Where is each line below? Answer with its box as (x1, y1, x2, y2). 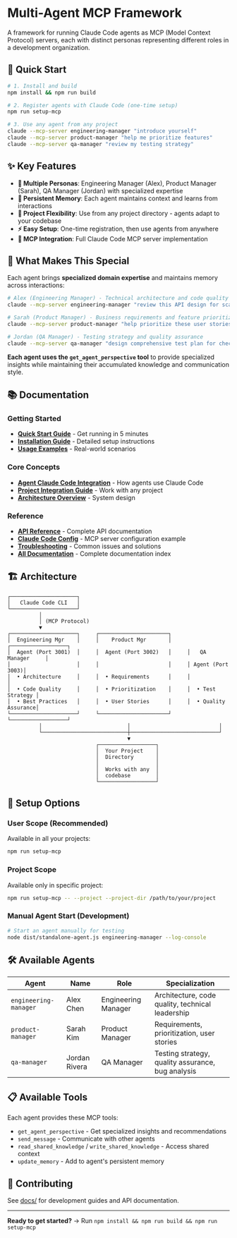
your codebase (17, 217, 62, 225)
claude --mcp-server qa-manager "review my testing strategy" (7, 140, 194, 147)
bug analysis (154, 1067, 197, 1076)
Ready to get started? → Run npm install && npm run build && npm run (7, 1216, 217, 1225)
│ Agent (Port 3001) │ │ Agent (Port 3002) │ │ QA (7, 648, 207, 655)
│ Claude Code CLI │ (7, 599, 80, 606)
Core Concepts (7, 462, 61, 472)
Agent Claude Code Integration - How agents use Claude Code (17, 478, 204, 487)
